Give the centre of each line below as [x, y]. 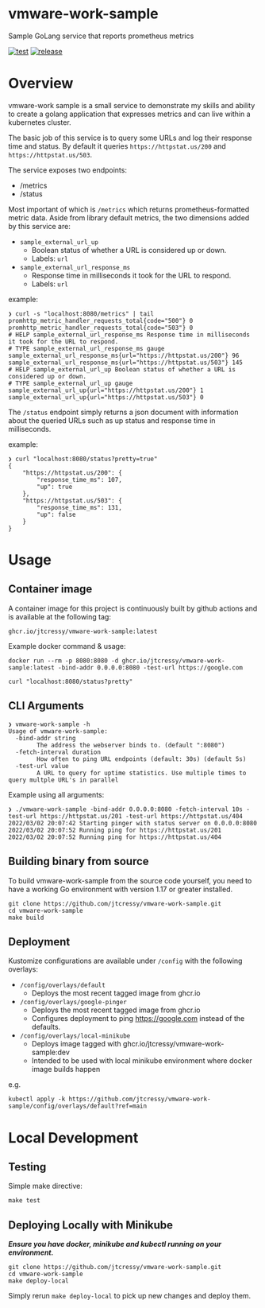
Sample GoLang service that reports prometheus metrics [101, 36]
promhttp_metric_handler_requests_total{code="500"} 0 [101, 320]
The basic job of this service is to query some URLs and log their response [130, 138]
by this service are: [40, 226]
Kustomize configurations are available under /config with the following [125, 961]
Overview [41, 83]
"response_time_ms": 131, [80, 507]
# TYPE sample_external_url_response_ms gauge [86, 348]
